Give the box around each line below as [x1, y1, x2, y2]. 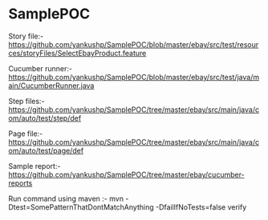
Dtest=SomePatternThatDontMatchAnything [8, 202, 154, 212]
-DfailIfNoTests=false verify [155, 202, 247, 212]
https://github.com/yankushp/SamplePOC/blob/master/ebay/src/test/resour [8, 39, 259, 49]
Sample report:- [8, 161, 61, 170]
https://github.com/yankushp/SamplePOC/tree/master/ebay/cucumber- [8, 170, 245, 179]
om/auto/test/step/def [8, 113, 82, 122]
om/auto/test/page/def [8, 146, 84, 155]
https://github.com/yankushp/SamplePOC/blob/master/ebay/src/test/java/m [8, 72, 259, 82]
